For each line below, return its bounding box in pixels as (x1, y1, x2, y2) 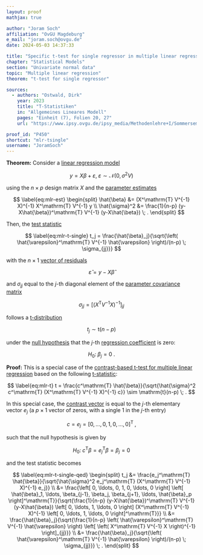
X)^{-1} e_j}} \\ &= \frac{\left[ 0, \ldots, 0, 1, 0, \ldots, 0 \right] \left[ (19, 484, 184, 491)
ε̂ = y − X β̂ (88, 268, 115, 275)
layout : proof (6, 8, 42, 15)
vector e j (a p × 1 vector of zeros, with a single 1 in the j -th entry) (6, 406, 166, 415)
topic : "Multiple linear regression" (6, 70, 101, 76)
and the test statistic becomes (6, 459, 82, 467)
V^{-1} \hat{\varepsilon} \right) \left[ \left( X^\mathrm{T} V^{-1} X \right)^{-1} (7, 523, 196, 530)
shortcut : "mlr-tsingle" (6, 137, 69, 143)
